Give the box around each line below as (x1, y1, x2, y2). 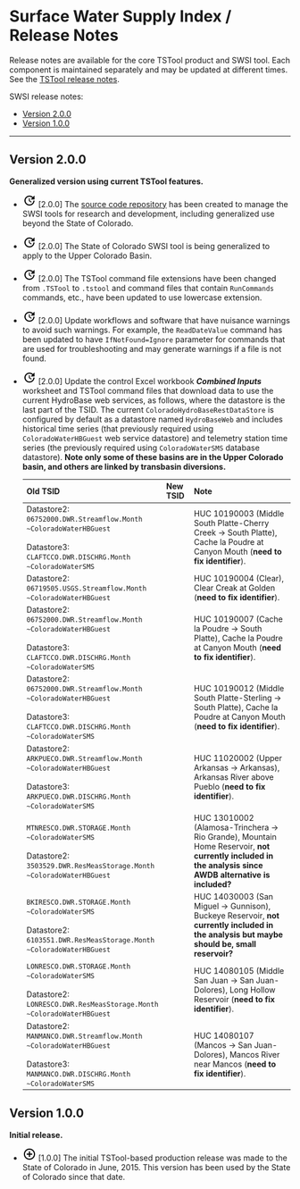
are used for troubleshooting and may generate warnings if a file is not (21, 343, 282, 354)
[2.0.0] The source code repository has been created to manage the (37, 198, 288, 209)
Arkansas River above (193, 771, 274, 783)
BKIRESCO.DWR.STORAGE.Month (26, 898, 131, 907)
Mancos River (229, 1049, 280, 1059)
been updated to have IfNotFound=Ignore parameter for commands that (21, 333, 286, 345)
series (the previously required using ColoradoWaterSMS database (21, 442, 261, 453)
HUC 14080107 (193, 1030, 254, 1041)
